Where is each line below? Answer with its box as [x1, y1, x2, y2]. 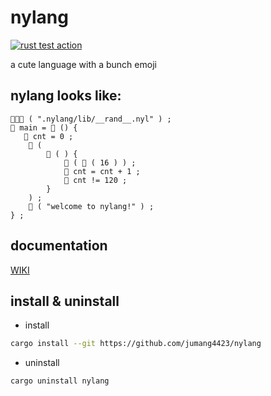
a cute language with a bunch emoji [10, 58, 157, 70]
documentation [10, 237, 108, 255]
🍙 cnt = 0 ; [23, 131, 74, 141]
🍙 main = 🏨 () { [10, 122, 78, 133]
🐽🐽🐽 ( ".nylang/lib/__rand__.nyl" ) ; [10, 114, 172, 124]
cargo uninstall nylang [10, 376, 110, 386]
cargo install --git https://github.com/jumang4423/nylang [10, 339, 262, 349]
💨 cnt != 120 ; [63, 175, 128, 185]
